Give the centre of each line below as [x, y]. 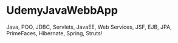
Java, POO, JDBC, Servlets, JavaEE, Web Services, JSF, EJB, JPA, [89, 27]
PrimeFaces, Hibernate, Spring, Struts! [54, 33]
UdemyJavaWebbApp [62, 10]
